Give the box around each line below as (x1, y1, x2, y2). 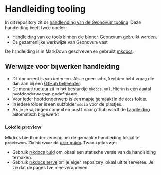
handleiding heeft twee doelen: (5, 24, 67, 30)
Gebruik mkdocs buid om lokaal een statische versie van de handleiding (12, 149, 156, 155)
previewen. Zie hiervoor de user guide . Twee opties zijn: (5, 140, 117, 146)
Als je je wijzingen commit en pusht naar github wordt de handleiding (12, 106, 150, 112)
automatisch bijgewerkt (12, 111, 59, 117)
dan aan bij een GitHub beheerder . (12, 80, 81, 86)
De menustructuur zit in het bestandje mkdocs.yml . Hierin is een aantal (12, 86, 151, 92)
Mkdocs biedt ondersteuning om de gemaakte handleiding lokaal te (5, 135, 140, 141)
